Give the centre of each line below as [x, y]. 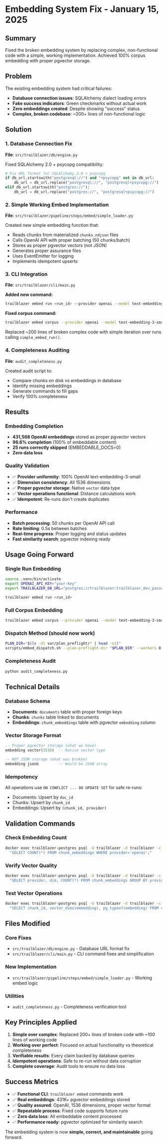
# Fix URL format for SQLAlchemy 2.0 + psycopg [55, 173]
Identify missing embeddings [42, 386]
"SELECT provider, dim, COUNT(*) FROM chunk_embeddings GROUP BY [79, 880]
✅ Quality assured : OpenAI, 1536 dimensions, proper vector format [82, 1105]
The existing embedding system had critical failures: [59, 88]
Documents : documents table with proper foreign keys [67, 712]
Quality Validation [27, 466]
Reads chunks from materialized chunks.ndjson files [65, 235]
